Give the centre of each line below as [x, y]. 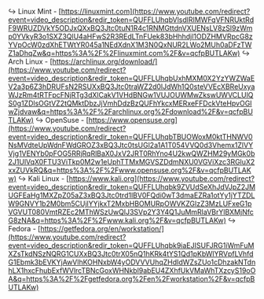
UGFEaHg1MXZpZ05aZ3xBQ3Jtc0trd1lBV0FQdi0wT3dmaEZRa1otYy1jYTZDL [132, 195]
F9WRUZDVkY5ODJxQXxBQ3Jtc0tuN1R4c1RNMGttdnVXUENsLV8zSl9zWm [130, 28]
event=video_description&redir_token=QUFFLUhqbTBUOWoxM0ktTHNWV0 [130, 137]
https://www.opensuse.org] [133, 120]
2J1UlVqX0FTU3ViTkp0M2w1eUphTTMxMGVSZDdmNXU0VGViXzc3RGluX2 [132, 162]
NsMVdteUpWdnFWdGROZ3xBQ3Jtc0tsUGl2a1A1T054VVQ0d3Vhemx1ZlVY [131, 145]
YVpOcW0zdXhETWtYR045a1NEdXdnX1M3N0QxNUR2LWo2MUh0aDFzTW [130, 45]
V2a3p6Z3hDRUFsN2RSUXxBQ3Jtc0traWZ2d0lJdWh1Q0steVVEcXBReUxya [132, 87]
